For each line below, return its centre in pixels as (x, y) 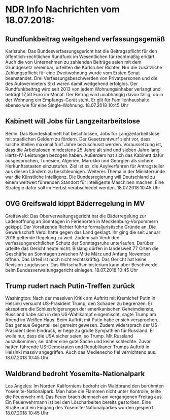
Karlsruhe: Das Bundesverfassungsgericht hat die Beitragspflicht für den (81, 51)
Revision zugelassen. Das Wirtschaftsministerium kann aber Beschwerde (81, 264)
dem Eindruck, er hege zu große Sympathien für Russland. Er (90, 331)
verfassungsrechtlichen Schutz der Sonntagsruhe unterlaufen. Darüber (79, 243)
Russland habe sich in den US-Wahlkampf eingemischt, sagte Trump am (81, 315)
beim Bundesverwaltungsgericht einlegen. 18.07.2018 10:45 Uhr (72, 270)
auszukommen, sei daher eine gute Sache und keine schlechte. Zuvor (78, 342)
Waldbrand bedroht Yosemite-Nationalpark (75, 373)
